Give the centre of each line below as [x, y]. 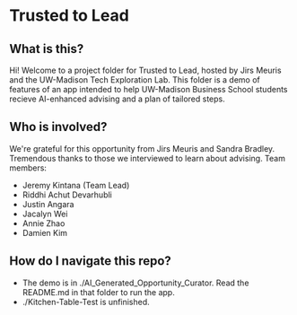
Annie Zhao [44, 223]
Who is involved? [58, 127]
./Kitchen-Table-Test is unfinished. [86, 302]
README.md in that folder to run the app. [98, 292]
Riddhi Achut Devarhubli [67, 195]
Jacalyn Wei [45, 214]
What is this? [47, 49]
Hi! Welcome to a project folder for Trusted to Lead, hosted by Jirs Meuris [145, 70]
